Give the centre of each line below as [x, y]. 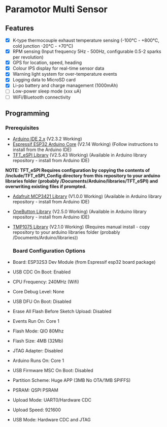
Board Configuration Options [49, 251]
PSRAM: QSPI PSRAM [35, 390]
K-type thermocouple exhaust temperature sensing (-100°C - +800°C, [86, 40]
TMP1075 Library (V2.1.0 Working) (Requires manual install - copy [81, 227]
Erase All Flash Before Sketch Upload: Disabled [62, 311]
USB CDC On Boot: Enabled [42, 272]
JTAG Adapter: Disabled [38, 350]
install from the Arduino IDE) [42, 150]
